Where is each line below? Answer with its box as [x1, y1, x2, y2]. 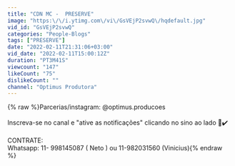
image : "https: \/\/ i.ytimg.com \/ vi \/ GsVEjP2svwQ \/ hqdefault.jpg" [7, 17, 206, 24]
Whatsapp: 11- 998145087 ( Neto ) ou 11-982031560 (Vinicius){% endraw [7, 144, 223, 152]
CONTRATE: [7, 136, 44, 145]
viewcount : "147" [7, 63, 59, 71]
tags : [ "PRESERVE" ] [7, 37, 66, 44]
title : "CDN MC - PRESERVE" [7, 10, 94, 18]
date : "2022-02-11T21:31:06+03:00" [7, 43, 114, 51]
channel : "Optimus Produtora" [7, 83, 98, 90]
